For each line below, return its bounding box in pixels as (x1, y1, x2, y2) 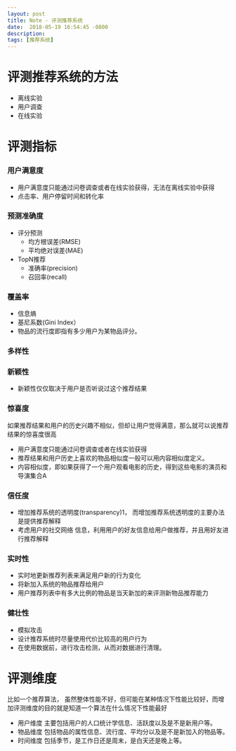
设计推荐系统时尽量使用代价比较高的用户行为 (17, 634, 147, 642)
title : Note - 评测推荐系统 (7, 17, 83, 24)
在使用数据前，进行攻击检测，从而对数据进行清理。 (17, 643, 166, 652)
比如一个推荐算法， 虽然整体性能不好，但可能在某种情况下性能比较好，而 (7, 695, 218, 704)
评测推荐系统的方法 (7, 69, 119, 85)
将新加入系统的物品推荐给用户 (17, 580, 104, 589)
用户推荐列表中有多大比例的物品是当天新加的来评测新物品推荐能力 (17, 589, 209, 597)
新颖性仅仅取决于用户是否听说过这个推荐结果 (17, 384, 147, 393)
